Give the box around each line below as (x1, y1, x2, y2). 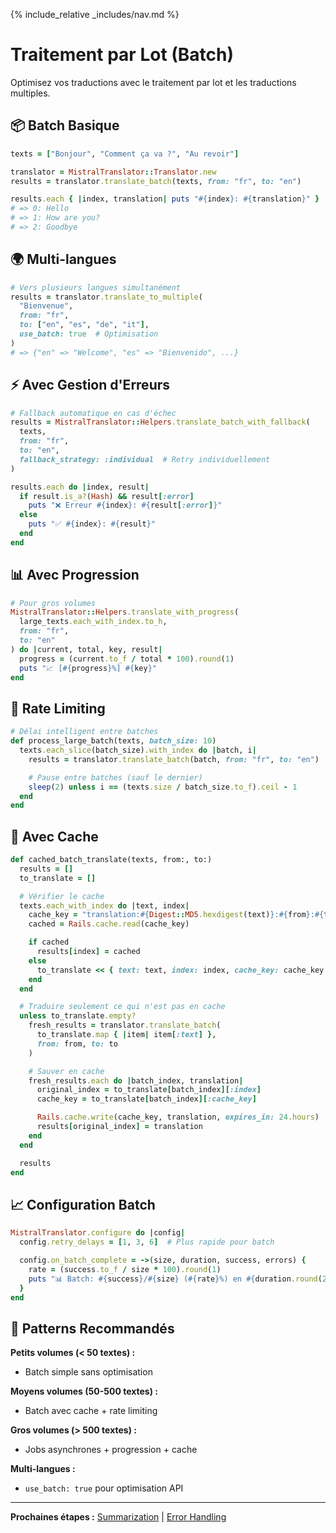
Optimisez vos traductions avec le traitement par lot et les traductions (10, 76, 297, 88)
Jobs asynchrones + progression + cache (24, 1444, 198, 1456)
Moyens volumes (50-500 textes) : (10, 1385, 158, 1398)
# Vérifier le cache (19, 891, 105, 901)
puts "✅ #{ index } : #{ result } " (28, 519, 157, 529)
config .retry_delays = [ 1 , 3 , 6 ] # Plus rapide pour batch (19, 1237, 275, 1248)
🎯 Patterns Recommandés (10, 1320, 175, 1337)
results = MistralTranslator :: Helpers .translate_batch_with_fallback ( (10, 417, 311, 428)
